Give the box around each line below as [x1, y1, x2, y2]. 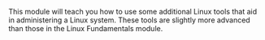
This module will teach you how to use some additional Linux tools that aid [8, 7, 258, 16]
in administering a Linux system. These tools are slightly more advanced [8, 15, 250, 25]
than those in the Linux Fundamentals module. [8, 24, 163, 33]
